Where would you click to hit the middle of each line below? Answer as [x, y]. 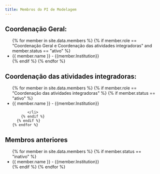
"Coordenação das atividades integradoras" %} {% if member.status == [84, 93]
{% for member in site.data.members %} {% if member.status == [77, 152]
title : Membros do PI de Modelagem [41, 9]
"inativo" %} [24, 157]
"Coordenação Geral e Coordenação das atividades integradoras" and [82, 46]
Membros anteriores [36, 140]
